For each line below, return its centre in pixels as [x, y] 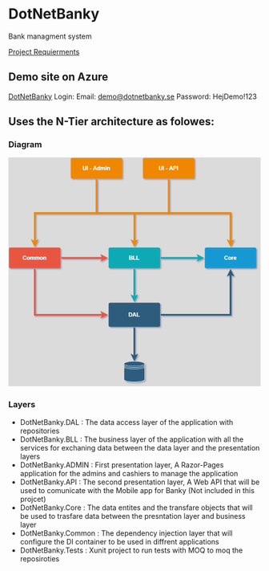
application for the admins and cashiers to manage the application [129, 473]
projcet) [33, 499]
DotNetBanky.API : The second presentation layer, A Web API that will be [140, 482]
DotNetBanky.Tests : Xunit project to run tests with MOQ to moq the [131, 550]
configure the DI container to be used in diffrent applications [119, 541]
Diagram [25, 145]
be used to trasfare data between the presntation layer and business [132, 516]
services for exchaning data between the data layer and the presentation [140, 447]
